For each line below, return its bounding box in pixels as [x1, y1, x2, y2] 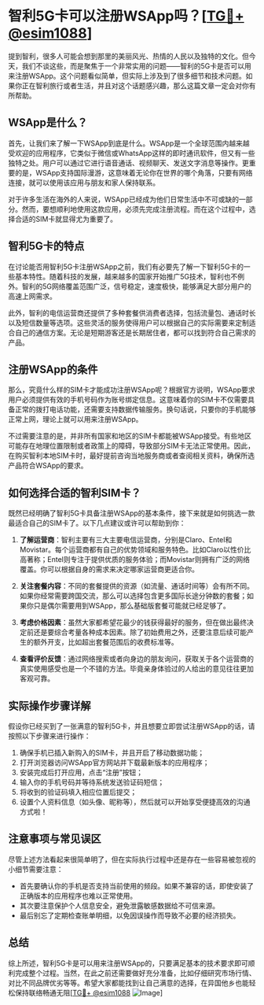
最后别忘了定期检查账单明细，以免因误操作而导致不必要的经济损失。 [19, 911, 240, 920]
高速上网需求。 [8, 291, 57, 301]
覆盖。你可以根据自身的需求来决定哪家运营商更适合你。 [19, 564, 199, 575]
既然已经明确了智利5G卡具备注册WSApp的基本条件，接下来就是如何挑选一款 [8, 508, 255, 518]
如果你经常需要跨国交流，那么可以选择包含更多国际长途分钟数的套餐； [19, 591, 247, 600]
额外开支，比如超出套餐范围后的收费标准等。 [33, 637, 178, 647]
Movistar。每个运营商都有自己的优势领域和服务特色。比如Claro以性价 [19, 545, 244, 555]
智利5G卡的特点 [8, 239, 85, 253]
